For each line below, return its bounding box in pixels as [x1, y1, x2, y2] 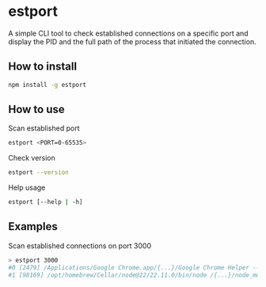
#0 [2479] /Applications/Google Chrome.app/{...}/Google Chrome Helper [8, 263, 249, 271]
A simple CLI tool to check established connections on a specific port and [8, 28, 249, 38]
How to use [8, 103, 65, 116]
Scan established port [8, 123, 80, 133]
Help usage [8, 183, 46, 192]
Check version [8, 153, 55, 163]
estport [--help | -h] [8, 198, 83, 206]
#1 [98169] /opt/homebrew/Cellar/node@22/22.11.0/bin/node [8, 271, 207, 279]
